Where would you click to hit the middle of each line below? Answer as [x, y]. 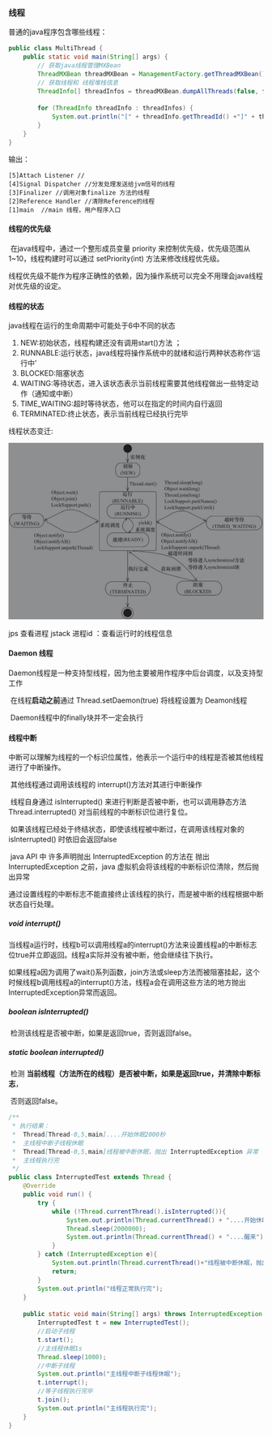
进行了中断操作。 [37, 768]
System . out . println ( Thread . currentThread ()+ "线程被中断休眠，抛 [157, 1263]
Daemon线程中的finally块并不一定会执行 [77, 718]
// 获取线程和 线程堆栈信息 [78, 83]
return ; [65, 1271]
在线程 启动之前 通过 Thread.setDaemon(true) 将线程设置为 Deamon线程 [129, 700]
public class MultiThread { [56, 49]
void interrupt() [35, 923]
